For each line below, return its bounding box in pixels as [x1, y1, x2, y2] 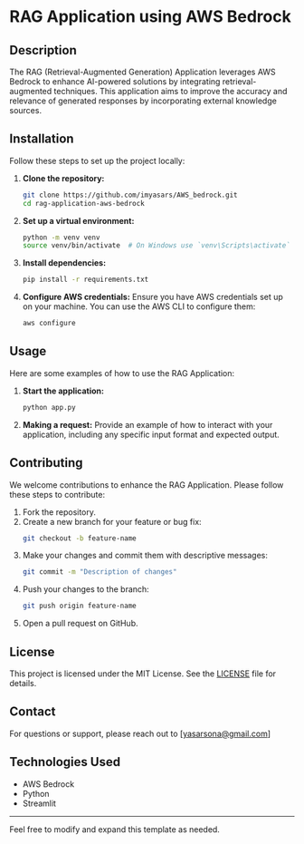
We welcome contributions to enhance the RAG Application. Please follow [9, 479, 284, 490]
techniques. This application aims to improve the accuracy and [53, 86, 288, 96]
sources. [9, 105, 43, 115]
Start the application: [22, 385, 105, 396]
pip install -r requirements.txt [22, 275, 149, 285]
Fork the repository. [22, 506, 97, 518]
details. [9, 678, 37, 688]
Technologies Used [9, 754, 120, 770]
